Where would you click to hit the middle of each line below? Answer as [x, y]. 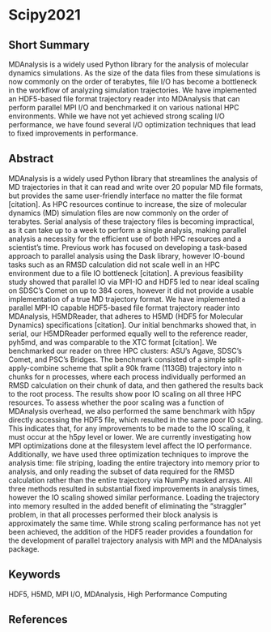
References [38, 619]
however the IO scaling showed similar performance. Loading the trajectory [134, 497]
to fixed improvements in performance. [74, 133]
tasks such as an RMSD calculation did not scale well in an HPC [114, 264]
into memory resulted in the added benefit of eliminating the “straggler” [127, 505]
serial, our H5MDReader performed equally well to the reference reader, [128, 333]
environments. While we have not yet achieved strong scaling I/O [116, 116]
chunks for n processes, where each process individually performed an [127, 376]
